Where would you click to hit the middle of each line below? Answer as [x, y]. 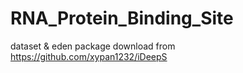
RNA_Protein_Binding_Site [122, 18]
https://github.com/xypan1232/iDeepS [89, 56]
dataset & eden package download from [93, 46]
